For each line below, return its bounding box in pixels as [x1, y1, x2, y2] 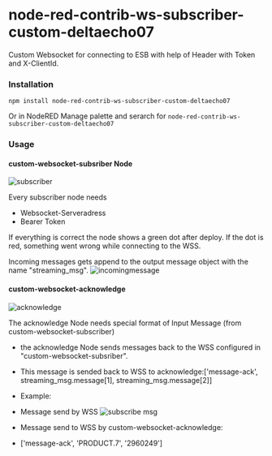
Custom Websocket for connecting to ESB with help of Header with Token [8, 49, 256, 59]
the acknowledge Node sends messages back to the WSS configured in [19, 342, 261, 352]
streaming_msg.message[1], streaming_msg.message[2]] [19, 375, 213, 385]
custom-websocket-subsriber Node [8, 158, 133, 168]
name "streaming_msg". [8, 265, 89, 275]
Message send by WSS [19, 407, 99, 416]
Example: [19, 391, 52, 401]
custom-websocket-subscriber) [8, 326, 115, 336]
